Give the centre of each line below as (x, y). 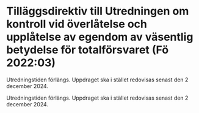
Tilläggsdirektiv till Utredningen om (98, 11)
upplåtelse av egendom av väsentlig (100, 37)
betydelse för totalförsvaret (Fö (88, 50)
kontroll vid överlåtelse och (77, 24)
